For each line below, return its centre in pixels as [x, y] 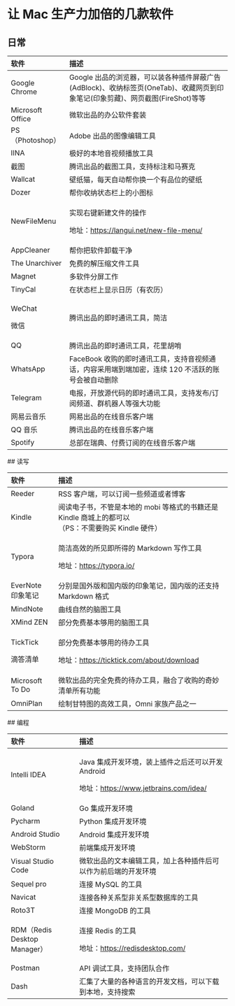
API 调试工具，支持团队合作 [124, 968]
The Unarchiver [36, 263]
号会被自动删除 [94, 380]
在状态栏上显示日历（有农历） [118, 290]
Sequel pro [29, 884]
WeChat [24, 309]
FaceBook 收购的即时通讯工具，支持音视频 [139, 359]
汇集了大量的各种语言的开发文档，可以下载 [149, 982]
